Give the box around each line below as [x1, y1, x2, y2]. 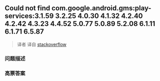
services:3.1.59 [5, 12, 54, 20]
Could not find [5, 4, 51, 12]
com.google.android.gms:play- [51, 4, 151, 12]
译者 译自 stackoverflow [17, 41, 67, 47]
